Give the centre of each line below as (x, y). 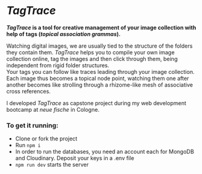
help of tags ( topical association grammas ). (64, 34)
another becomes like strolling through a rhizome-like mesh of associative (100, 85)
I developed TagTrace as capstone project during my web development (96, 103)
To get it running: (32, 125)
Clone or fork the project (46, 139)
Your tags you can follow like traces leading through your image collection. (100, 71)
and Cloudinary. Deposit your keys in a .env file (75, 158)
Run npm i (28, 145)
